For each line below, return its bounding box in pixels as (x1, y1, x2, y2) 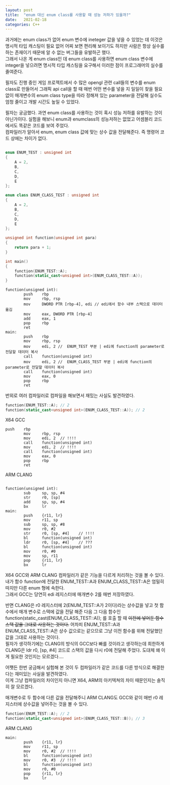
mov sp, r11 (23, 553, 58, 558)
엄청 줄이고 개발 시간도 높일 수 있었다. (5, 99, 80, 105)
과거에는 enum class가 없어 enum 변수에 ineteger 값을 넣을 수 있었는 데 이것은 (5, 36, 163, 43)
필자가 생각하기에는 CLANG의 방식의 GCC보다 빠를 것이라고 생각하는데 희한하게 (5, 640, 164, 646)
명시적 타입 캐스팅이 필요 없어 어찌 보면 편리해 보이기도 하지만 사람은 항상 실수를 (5, 43, 165, 49)
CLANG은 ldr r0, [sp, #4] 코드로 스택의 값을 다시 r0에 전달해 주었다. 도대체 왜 (5, 647, 160, 653)
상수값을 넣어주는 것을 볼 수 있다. (22, 701, 88, 707)
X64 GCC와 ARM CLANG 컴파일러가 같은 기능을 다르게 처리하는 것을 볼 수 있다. (5, 572, 165, 578)
